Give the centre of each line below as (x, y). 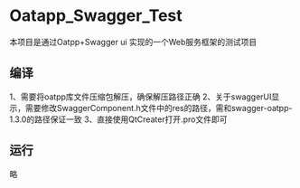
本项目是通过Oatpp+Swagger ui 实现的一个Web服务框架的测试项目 (133, 42)
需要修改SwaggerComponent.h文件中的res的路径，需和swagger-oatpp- (159, 108)
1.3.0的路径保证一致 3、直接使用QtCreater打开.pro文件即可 (118, 119)
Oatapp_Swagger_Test (96, 16)
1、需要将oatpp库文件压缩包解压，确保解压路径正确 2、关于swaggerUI (141, 97)
